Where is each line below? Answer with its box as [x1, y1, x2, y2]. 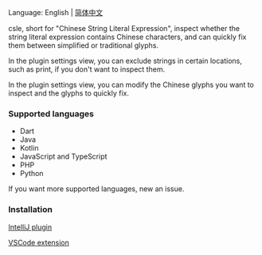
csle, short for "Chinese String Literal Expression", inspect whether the [8, 24, 240, 33]
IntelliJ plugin [8, 222, 53, 232]
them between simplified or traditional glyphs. [8, 41, 159, 50]
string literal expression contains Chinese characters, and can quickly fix [8, 32, 247, 41]
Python [19, 169, 44, 178]
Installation [8, 204, 53, 215]
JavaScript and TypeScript [19, 151, 108, 162]
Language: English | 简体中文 [8, 8, 104, 17]
